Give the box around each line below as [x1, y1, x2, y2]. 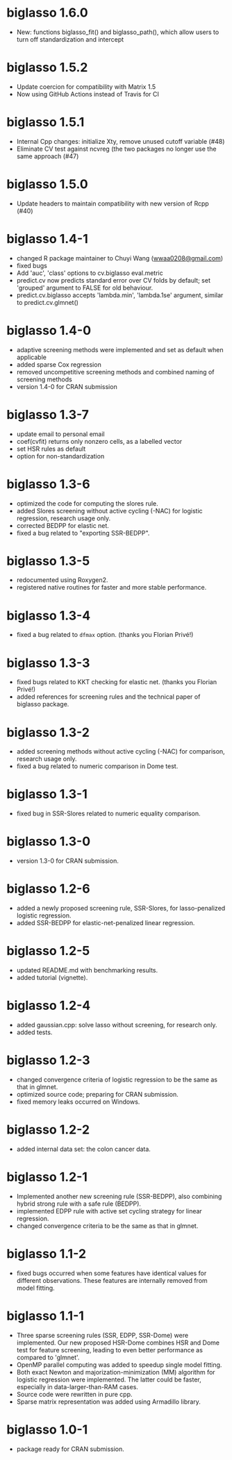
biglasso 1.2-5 [6, 943, 90, 959]
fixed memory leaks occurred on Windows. [16, 1097, 140, 1106]
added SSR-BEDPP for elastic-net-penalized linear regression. [16, 919, 195, 927]
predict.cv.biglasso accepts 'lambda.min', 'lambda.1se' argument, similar [16, 290, 224, 299]
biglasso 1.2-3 [6, 1052, 91, 1068]
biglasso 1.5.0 [6, 176, 88, 192]
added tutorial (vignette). [16, 974, 88, 981]
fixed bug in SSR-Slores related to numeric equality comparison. [16, 809, 201, 818]
